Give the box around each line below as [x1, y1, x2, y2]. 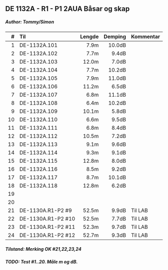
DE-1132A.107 [19, 92, 58, 99]
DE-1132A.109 [19, 108, 58, 115]
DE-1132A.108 [19, 100, 58, 107]
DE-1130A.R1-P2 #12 [19, 232, 75, 239]
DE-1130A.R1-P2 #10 [19, 215, 75, 222]
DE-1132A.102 [19, 50, 58, 57]
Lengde [80, 33, 99, 40]
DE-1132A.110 [19, 116, 58, 123]
